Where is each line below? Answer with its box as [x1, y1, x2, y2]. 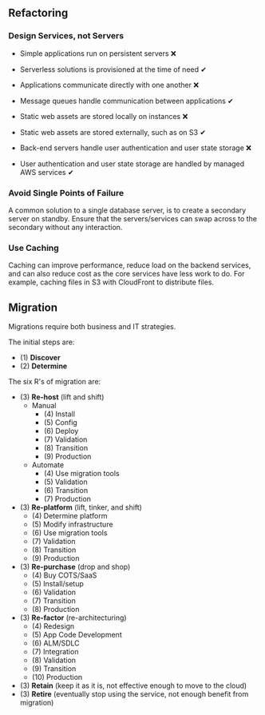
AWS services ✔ [19, 167, 74, 177]
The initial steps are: [8, 337, 75, 347]
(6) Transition [43, 486, 89, 495]
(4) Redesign [31, 622, 75, 631]
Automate [31, 460, 65, 470]
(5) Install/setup [31, 579, 84, 589]
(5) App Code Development [31, 630, 122, 640]
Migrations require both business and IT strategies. [8, 322, 176, 332]
